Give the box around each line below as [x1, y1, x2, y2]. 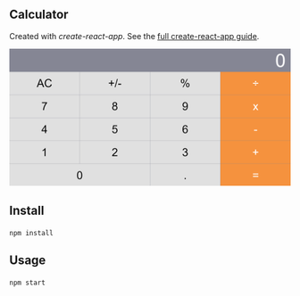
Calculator [9, 7, 69, 22]
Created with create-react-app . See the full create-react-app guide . [9, 30, 260, 41]
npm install [9, 228, 54, 237]
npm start [9, 278, 46, 287]
